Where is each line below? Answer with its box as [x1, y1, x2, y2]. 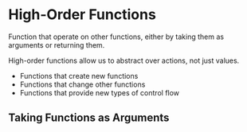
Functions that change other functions [19, 80, 146, 89]
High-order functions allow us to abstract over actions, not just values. [8, 56, 240, 65]
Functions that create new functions [19, 71, 139, 80]
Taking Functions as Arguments [8, 111, 170, 125]
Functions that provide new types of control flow [19, 87, 180, 97]
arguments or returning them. [8, 40, 105, 49]
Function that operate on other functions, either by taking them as [8, 32, 225, 41]
